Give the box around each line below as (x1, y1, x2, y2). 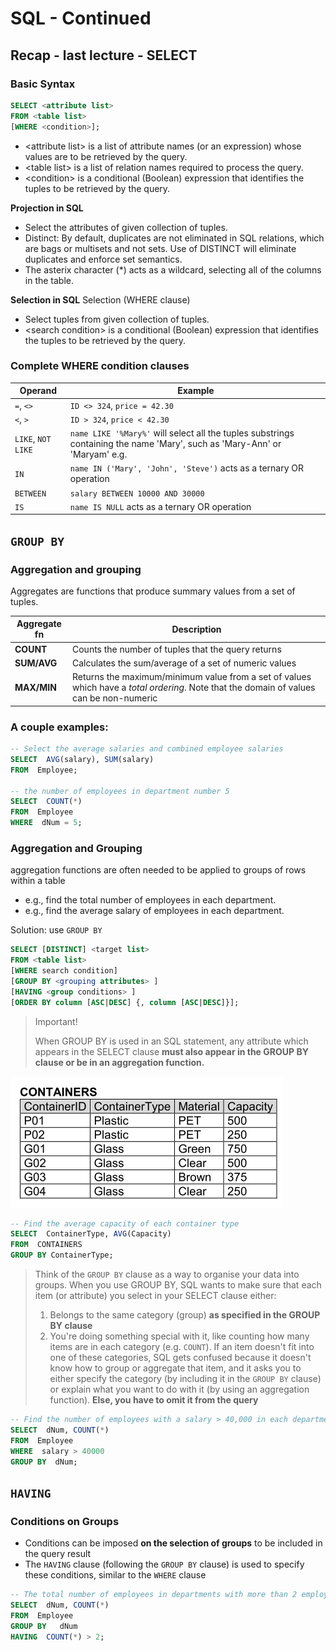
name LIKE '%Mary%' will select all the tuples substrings (69, 427, 295, 439)
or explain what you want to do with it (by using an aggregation (49, 1383, 310, 1396)
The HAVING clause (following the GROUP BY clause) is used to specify (24, 1558, 305, 1571)
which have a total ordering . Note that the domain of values (72, 682, 316, 694)
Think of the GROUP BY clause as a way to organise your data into (34, 1268, 300, 1281)
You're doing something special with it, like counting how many (49, 1330, 310, 1342)
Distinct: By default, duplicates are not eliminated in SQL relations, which (24, 232, 325, 244)
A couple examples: (10, 720, 109, 734)
